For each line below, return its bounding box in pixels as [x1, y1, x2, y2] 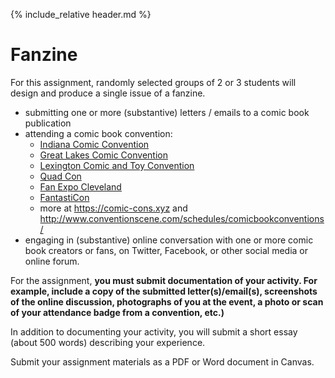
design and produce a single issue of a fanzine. [10, 87, 206, 99]
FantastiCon [39, 191, 90, 203]
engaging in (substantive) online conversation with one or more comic [24, 234, 314, 246]
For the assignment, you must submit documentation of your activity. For [10, 274, 318, 286]
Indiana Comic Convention [39, 138, 150, 150]
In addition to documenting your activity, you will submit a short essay [10, 325, 298, 338]
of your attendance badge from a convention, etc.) [10, 306, 225, 318]
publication [24, 117, 72, 129]
